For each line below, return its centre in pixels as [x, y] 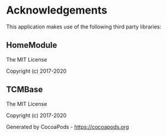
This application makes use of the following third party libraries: [84, 27]
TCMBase [25, 90]
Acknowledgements [57, 10]
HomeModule [32, 45]
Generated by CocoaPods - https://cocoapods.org [68, 127]
